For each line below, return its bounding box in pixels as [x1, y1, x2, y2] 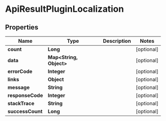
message [7, 84, 30, 91]
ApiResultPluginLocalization [5, 3, 124, 15]
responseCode [7, 92, 43, 99]
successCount [7, 108, 43, 115]
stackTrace [7, 100, 35, 107]
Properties [5, 23, 39, 31]
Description [103, 38, 131, 44]
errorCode [7, 68, 33, 75]
